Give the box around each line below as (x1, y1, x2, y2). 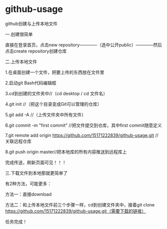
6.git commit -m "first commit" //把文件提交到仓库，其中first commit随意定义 (5, 122, 162, 128)
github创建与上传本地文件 (5, 20, 58, 26)
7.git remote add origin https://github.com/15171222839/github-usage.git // (5, 132, 159, 138)
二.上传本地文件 (5, 58, 37, 64)
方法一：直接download (5, 191, 52, 197)
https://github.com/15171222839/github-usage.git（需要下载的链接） (5, 208, 146, 214)
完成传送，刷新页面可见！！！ (5, 159, 66, 165)
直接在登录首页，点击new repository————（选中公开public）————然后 (5, 41, 162, 48)
